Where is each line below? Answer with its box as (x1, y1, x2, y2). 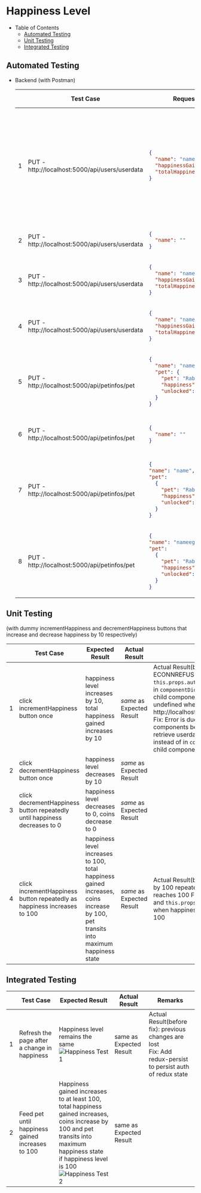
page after (19, 1036, 48, 1045)
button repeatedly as (19, 894, 78, 903)
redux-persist (148, 1055, 188, 1063)
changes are (148, 1033, 184, 1041)
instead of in (153, 738, 188, 746)
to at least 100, (59, 1095, 102, 1103)
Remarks (157, 996, 184, 1005)
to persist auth (148, 1063, 190, 1071)
